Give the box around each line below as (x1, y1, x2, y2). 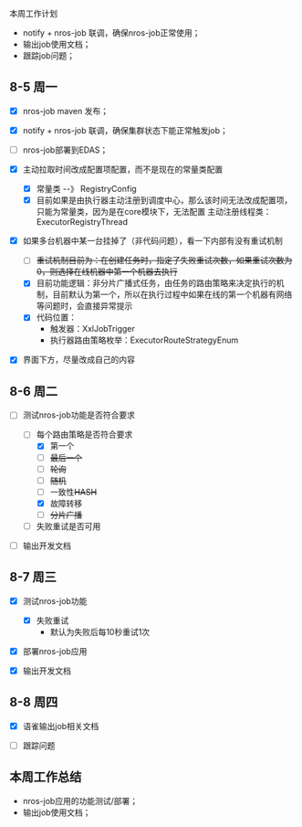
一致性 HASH (49, 486, 98, 497)
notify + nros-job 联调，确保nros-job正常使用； (22, 27, 201, 38)
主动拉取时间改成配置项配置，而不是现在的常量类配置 (22, 164, 224, 175)
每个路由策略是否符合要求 (36, 429, 133, 440)
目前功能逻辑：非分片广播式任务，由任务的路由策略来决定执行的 (36, 278, 276, 289)
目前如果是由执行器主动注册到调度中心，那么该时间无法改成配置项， (36, 195, 293, 206)
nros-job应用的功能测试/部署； (22, 795, 139, 806)
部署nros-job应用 (22, 645, 88, 656)
